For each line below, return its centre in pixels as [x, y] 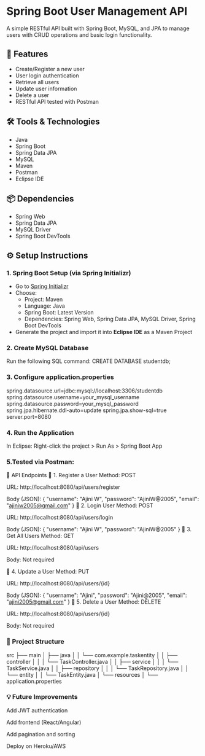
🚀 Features [27, 54]
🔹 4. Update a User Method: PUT [48, 572]
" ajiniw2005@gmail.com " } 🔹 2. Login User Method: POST [80, 505]
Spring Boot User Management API [97, 11]
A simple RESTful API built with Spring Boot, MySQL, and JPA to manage [98, 28]
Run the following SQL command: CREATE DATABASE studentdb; [88, 361]
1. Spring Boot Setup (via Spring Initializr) [69, 273]
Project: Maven [44, 300]
